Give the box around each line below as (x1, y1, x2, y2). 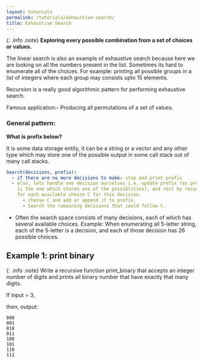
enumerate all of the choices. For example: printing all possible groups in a (6, 68, 192, 75)
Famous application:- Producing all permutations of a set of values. (6, 104, 173, 111)
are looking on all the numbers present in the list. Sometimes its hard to (6, 61, 183, 68)
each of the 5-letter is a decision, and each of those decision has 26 (14, 226, 185, 234)
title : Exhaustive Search (6, 20, 71, 26)
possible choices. (14, 233, 59, 240)
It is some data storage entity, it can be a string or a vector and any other (6, 145, 188, 152)
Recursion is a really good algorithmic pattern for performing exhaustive (6, 86, 185, 93)
